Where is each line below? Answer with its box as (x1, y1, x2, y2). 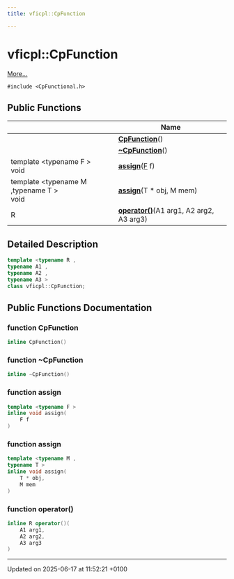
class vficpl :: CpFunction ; (7, 283, 86, 289)
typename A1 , (7, 263, 49, 271)
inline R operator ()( (7, 520, 70, 527)
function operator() (7, 504, 74, 513)
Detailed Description (7, 238, 99, 250)
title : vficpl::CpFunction (7, 10, 86, 17)
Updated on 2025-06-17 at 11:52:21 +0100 (7, 565, 127, 573)
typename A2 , (7, 269, 49, 276)
